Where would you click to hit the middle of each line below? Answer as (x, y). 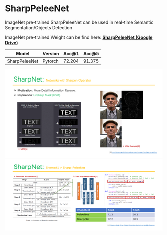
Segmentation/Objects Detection (39, 27)
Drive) (12, 42)
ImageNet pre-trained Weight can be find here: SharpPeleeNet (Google (79, 37)
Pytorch (51, 61)
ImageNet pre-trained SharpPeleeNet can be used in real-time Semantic (79, 22)
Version (51, 54)
